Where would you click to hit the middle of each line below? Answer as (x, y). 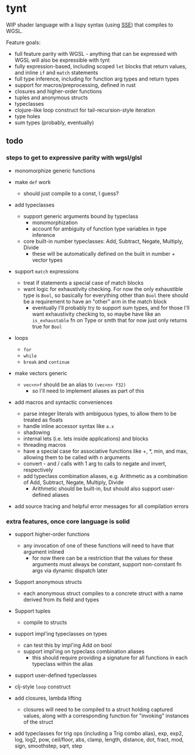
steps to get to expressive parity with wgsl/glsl (74, 158)
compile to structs (45, 622)
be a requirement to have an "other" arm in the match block (95, 301)
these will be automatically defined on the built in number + (104, 253)
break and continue (47, 362)
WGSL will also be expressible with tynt (62, 60)
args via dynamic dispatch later (70, 570)
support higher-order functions (52, 534)
